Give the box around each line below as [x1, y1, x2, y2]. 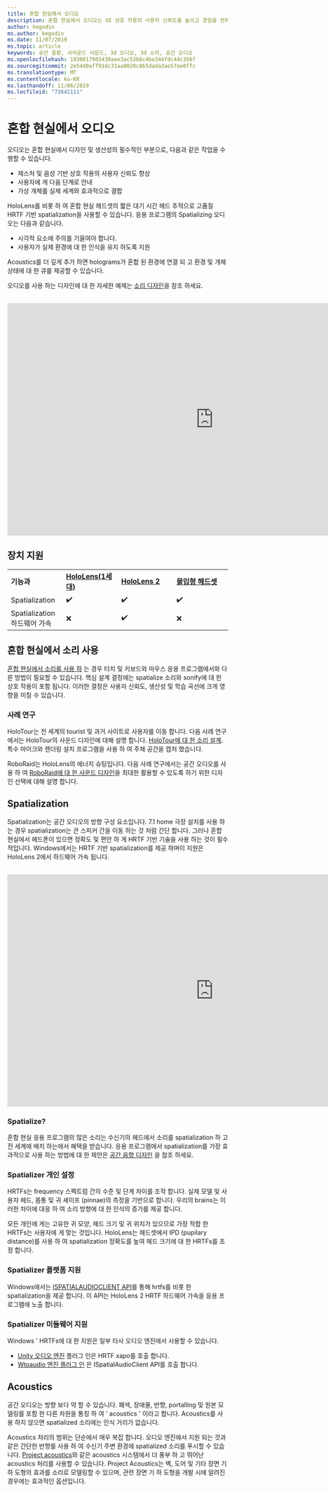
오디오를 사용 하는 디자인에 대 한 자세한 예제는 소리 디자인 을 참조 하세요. [7, 281, 203, 290]
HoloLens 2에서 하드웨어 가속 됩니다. [7, 852, 110, 861]
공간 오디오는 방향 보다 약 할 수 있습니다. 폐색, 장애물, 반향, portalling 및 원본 [7, 1400, 217, 1409]
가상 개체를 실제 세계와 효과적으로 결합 [17, 187, 123, 195]
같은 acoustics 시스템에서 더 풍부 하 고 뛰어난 [79, 1450, 205, 1459]
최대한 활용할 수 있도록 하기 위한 [121, 768, 210, 777]
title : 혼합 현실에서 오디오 [7, 10, 79, 18]
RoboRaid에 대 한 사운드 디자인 [29, 768, 116, 777]
